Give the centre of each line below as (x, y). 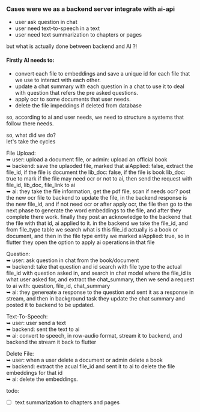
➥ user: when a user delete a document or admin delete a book (85, 360)
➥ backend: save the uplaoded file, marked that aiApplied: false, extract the (100, 166)
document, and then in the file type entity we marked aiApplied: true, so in (98, 236)
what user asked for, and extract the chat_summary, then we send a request (100, 279)
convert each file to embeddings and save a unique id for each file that (102, 73)
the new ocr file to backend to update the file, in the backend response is (97, 197)
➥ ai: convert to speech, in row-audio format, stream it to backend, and (94, 335)
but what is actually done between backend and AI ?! (72, 46)
